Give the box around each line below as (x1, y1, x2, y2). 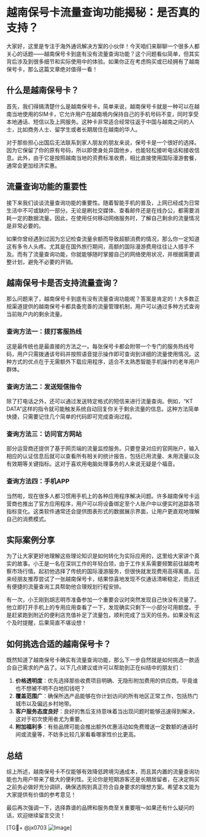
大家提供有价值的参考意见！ (6, 791, 77, 798)
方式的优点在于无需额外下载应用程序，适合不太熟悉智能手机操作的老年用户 (11, 357, 200, 365)
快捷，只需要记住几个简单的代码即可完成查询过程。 (6, 413, 135, 420)
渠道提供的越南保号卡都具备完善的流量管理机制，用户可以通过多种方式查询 (11, 303, 200, 310)
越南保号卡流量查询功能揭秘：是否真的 (6, 6, 200, 20)
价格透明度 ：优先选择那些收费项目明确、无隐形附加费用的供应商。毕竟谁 (15, 677, 198, 685)
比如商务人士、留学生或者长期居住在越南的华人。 (17, 125, 141, 133)
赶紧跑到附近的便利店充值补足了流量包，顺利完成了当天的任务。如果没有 (11, 612, 194, 619)
